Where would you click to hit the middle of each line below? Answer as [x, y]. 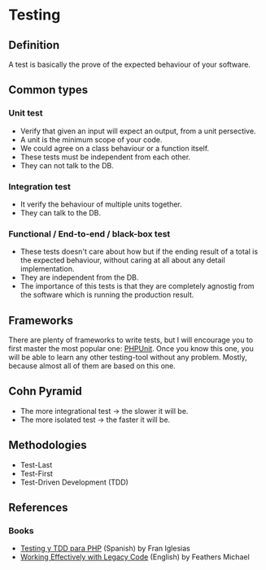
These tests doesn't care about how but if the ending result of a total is [139, 252]
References [38, 508]
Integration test [39, 186]
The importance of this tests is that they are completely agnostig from [137, 286]
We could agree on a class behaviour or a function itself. [115, 148]
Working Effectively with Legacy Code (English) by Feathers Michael [135, 557]
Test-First [36, 473]
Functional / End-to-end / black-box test [89, 233]
